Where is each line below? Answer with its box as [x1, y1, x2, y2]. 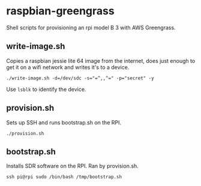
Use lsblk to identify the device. [6, 86, 86, 93]
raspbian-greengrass [6, 4, 115, 18]
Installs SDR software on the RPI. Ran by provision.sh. [6, 163, 139, 170]
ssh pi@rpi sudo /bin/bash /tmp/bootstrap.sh [6, 174, 122, 180]
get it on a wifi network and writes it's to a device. [6, 63, 130, 71]
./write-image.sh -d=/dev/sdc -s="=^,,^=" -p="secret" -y [6, 75, 154, 81]
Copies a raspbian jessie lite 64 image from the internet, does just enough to [6, 57, 196, 64]
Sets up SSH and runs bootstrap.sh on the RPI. [6, 118, 122, 126]
